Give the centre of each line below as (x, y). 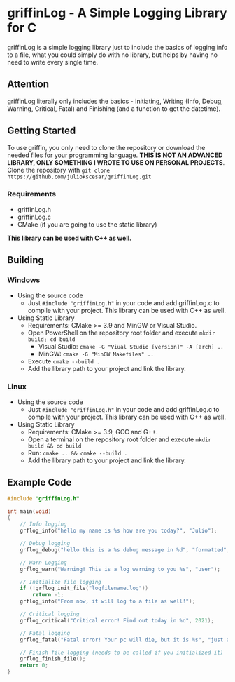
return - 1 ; (48, 595)
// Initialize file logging (60, 582)
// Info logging (44, 524)
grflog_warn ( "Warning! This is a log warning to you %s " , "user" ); (120, 569)
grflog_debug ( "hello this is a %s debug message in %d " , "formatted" (123, 550)
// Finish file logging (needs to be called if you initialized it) (122, 653)
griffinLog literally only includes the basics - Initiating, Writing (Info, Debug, (115, 101)
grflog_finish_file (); (53, 659)
